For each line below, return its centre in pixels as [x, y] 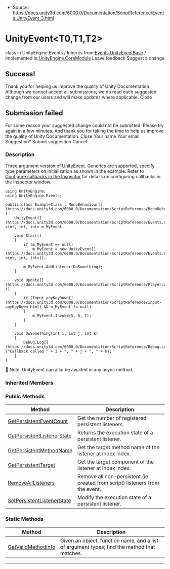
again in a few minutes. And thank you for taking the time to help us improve [84, 131]
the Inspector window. [28, 182]
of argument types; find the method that [108, 547]
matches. [71, 553]
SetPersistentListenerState [39, 501]
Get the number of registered [112, 418]
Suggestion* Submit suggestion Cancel [46, 141]
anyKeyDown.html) [24, 307]
